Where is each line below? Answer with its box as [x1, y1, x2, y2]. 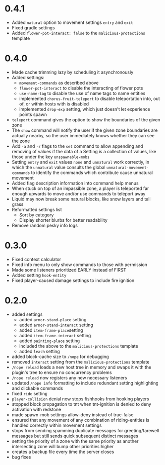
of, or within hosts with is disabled [19, 100, 89, 107]
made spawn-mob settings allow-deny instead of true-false [11, 411, 134, 418]
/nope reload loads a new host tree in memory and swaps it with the [11, 364, 152, 370]
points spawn [19, 111, 47, 117]
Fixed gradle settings [11, 24, 55, 30]
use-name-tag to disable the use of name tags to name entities [19, 90, 146, 96]
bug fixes [11, 454, 31, 460]
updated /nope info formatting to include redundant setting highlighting [11, 380, 159, 386]
